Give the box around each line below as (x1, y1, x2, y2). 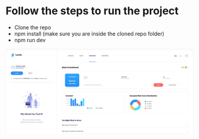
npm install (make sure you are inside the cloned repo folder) (14, 30, 165, 37)
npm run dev (14, 36, 46, 43)
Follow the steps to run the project (5, 4, 179, 18)
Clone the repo (14, 24, 51, 31)
